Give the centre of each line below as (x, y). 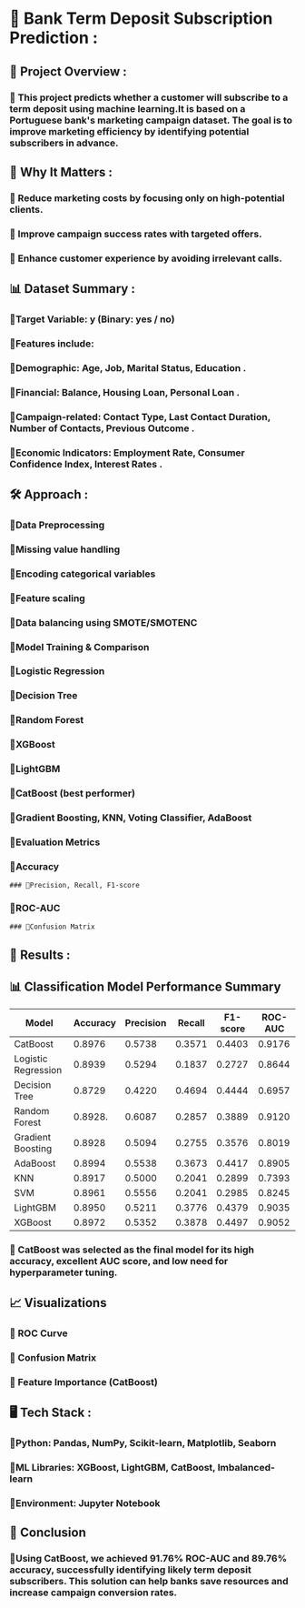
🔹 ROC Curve (39, 1333)
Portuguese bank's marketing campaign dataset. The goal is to (151, 120)
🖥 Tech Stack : (51, 1413)
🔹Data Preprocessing (57, 525)
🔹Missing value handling (65, 549)
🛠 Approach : (49, 494)
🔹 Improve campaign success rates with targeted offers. (136, 234)
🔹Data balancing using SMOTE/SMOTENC (103, 622)
